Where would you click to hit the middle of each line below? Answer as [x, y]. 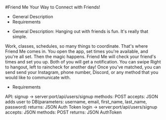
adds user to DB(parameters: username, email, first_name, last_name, [76, 102]
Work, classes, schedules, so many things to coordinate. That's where [77, 46]
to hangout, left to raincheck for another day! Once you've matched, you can [83, 67]
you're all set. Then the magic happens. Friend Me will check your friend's [81, 57]
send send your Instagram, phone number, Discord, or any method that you [82, 72]
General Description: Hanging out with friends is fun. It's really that [80, 31]
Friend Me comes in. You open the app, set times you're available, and [77, 51]
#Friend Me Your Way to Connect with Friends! [53, 7]
